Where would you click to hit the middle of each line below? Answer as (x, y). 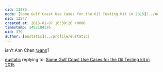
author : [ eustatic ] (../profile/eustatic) (48, 37)
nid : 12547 (16, 18)
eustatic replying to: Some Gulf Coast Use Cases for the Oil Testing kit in (77, 59)
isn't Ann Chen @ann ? (27, 50)
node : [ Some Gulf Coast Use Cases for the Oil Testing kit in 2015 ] (76, 14)
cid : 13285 (16, 9)
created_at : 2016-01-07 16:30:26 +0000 (45, 23)
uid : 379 (14, 32)
